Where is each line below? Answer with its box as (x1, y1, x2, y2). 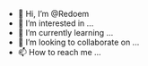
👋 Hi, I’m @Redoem (17, 9, 90, 19)
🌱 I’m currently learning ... (17, 28, 114, 37)
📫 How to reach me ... (17, 47, 101, 57)
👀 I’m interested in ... (17, 18, 94, 29)
